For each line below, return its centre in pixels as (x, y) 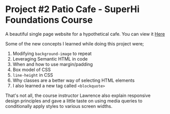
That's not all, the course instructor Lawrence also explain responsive (78, 95)
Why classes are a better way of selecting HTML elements (74, 80)
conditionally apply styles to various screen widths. (59, 106)
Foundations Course (49, 20)
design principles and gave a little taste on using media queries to (74, 101)
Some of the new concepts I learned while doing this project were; (75, 43)
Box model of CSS (32, 70)
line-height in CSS (33, 75)
